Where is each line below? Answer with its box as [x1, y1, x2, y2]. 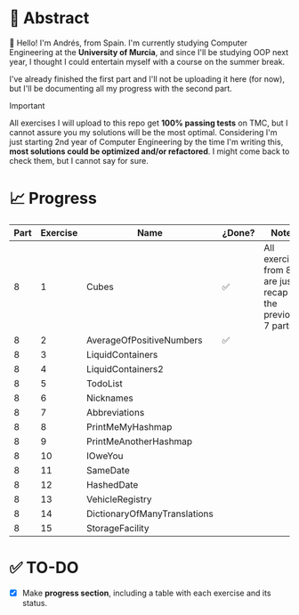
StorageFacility [85, 522, 149, 534]
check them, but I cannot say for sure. [9, 155, 149, 166]
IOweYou [85, 449, 124, 462]
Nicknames [85, 392, 133, 404]
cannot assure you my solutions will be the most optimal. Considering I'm [9, 126, 278, 137]
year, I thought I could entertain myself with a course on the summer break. [9, 56, 286, 67]
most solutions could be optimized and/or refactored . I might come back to [9, 146, 290, 157]
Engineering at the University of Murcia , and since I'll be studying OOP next [9, 46, 289, 57]
